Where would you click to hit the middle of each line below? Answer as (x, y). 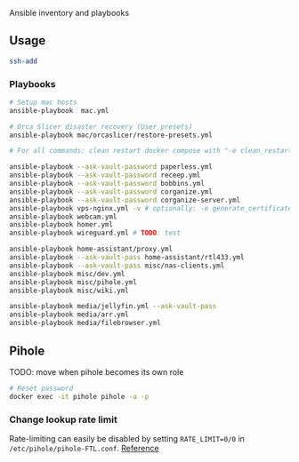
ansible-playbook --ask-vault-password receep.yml (105, 175)
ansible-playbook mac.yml (59, 110)
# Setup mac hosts (43, 102)
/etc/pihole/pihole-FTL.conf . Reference (84, 448)
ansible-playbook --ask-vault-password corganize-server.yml (125, 200)
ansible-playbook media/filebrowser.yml (85, 323)
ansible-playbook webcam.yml (63, 217)
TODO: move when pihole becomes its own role (97, 371)
